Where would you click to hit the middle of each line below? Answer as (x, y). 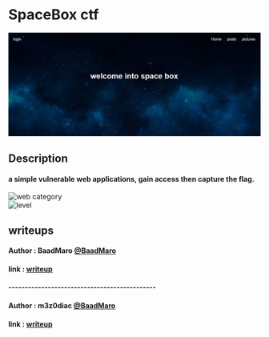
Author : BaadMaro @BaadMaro (62, 251)
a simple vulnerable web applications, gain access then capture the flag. (131, 179)
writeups (31, 230)
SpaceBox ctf (54, 15)
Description (38, 159)
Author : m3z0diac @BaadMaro (62, 306)
